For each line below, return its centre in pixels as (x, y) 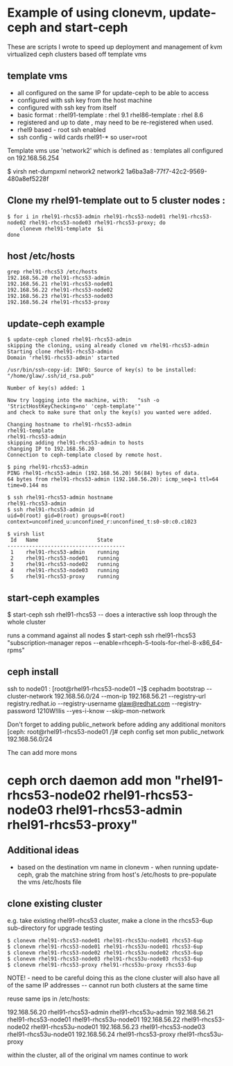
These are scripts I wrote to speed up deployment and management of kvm (115, 47)
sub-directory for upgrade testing (55, 928)
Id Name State (61, 540)
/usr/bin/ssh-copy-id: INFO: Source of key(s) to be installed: (102, 370)
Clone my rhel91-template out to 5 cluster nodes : (116, 200)
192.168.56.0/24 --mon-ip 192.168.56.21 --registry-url (130, 696)
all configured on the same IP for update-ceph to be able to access (113, 92)
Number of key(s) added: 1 (46, 388)
